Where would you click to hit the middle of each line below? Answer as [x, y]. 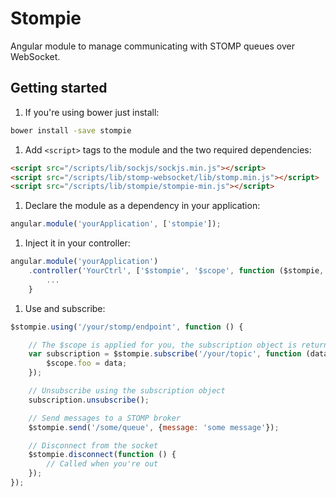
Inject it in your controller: [77, 243]
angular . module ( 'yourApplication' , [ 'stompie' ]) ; [116, 224]
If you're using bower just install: [92, 112]
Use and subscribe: [65, 308]
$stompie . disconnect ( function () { [102, 455]
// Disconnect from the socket [93, 445]
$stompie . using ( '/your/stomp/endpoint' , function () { [127, 327]
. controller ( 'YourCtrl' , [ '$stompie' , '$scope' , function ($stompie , [176, 271]
